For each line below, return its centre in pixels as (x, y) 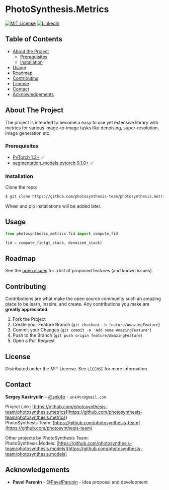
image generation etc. (28, 133)
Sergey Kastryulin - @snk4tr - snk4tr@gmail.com (56, 397)
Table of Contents (34, 39)
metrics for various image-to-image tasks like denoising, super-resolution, (82, 128)
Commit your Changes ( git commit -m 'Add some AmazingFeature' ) (82, 330)
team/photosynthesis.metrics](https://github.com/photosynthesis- (74, 412)
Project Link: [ (20, 406)
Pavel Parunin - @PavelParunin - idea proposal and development (80, 482)
